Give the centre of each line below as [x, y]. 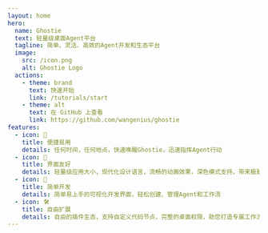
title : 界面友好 [46, 165]
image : [26, 53]
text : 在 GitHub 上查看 [66, 113]
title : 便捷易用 [46, 142]
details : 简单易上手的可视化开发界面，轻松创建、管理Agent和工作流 [122, 194]
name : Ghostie [38, 30]
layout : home [29, 16]
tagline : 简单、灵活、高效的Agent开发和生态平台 [88, 46]
